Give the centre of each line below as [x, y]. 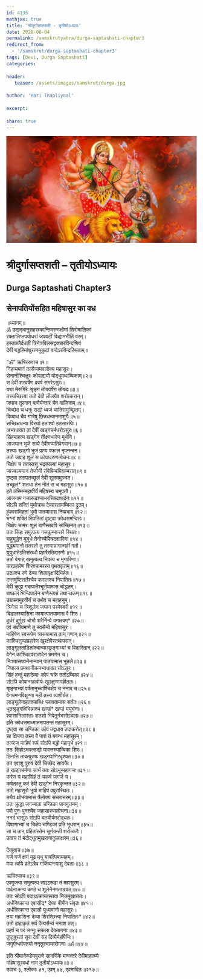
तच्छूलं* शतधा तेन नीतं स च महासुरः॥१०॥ [47, 485]
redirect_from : [25, 45]
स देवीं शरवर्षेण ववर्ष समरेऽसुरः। [36, 383]
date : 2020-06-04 [28, 32]
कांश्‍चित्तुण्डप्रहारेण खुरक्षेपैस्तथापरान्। [41, 641]
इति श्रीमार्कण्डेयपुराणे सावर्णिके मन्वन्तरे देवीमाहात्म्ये [53, 956]
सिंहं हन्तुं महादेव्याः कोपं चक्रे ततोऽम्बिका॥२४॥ [50, 675]
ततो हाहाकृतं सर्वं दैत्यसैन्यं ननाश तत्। [42, 923]
